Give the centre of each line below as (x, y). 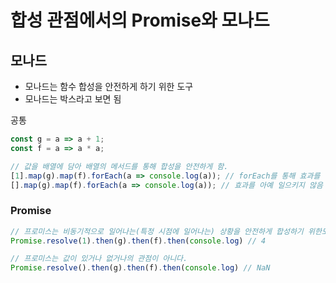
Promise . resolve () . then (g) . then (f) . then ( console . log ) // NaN (140, 268)
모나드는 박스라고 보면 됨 (73, 99)
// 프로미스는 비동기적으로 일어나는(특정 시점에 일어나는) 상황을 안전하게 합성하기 (157, 231)
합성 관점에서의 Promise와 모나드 (140, 20)
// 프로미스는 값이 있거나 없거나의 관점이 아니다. (99, 259)
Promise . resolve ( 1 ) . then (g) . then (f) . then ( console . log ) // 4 (138, 241)
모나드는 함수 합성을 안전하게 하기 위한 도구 (109, 86)
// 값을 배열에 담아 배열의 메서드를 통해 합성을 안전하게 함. (119, 166)
